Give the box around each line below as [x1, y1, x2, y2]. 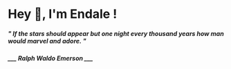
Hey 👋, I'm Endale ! [8, 6, 118, 22]
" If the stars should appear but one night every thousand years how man [8, 29, 224, 37]
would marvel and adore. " [8, 37, 86, 45]
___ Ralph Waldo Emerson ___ [8, 55, 93, 63]
